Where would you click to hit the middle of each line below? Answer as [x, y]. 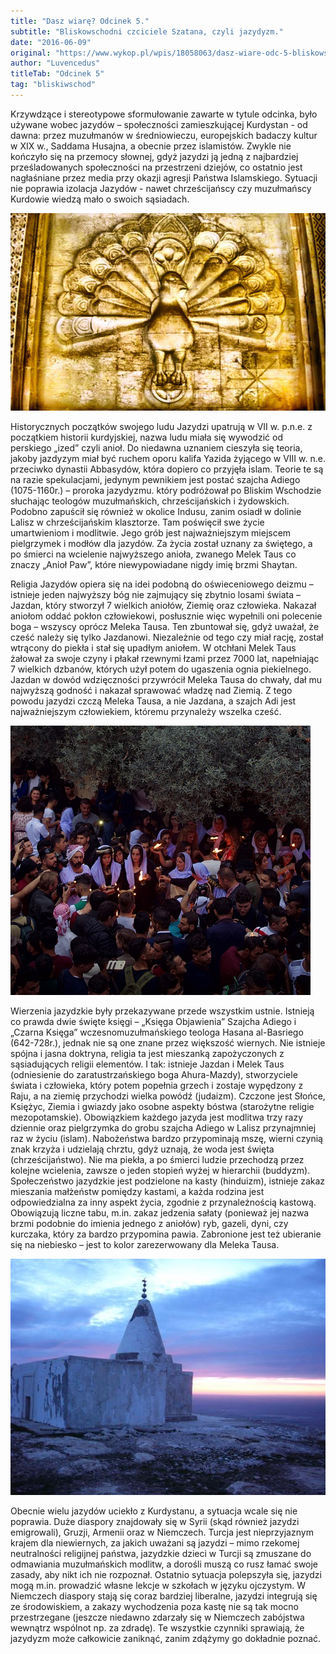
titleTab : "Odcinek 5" [57, 74]
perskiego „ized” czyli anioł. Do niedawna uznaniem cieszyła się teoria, [156, 447]
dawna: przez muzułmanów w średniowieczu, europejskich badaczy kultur [164, 135]
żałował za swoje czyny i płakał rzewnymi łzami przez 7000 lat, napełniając [165, 658]
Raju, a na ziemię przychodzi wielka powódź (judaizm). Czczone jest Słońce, [168, 1096]
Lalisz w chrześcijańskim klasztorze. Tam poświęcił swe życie [137, 522]
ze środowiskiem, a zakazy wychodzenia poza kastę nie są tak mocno [154, 1606]
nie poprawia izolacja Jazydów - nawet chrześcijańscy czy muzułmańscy [161, 188]
